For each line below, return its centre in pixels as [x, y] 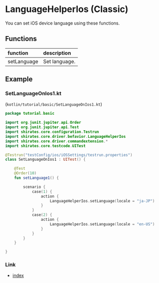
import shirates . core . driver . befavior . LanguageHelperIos [66, 136]
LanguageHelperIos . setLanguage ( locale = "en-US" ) [102, 224]
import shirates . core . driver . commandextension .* [57, 141]
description [57, 53]
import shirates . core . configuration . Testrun [52, 132]
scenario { [34, 187]
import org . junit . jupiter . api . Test [42, 127]
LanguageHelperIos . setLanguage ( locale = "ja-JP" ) [102, 201]
